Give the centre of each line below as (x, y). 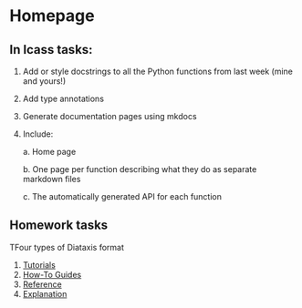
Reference (42, 284)
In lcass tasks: (51, 50)
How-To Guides (52, 274)
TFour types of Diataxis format (67, 247)
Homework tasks (59, 226)
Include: (38, 134)
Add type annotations (63, 98)
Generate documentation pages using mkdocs (110, 116)
